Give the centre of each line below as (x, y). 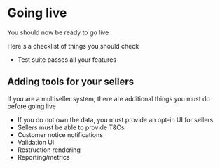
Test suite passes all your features (67, 59)
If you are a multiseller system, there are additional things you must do (109, 98)
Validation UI (36, 142)
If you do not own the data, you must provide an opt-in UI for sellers (115, 119)
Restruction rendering (49, 150)
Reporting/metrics (43, 157)
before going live (32, 106)
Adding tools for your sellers (71, 82)
